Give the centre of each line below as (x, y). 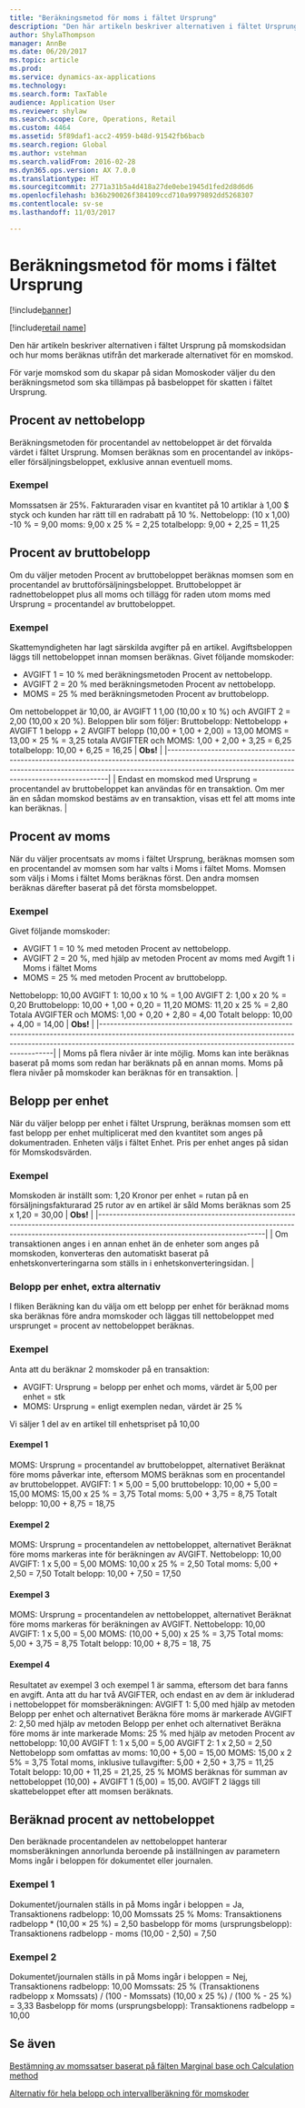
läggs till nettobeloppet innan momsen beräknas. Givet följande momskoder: (152, 657)
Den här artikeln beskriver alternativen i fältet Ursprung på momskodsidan (148, 345)
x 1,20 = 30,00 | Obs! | (51, 1215)
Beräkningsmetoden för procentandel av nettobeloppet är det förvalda (141, 442)
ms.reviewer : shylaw (49, 111)
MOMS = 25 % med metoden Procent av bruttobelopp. (125, 978)
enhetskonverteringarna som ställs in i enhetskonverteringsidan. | (132, 1263)
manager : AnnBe (38, 43)
